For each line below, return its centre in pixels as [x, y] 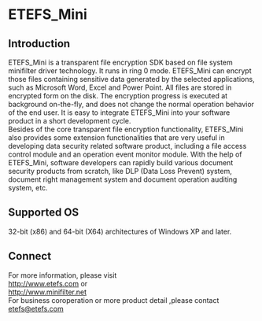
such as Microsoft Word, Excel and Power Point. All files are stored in [120, 87]
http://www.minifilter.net [48, 292]
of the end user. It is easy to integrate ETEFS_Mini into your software [119, 113]
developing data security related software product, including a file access [127, 146]
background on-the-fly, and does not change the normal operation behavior [131, 104]
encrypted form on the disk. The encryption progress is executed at [118, 96]
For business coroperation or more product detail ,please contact [114, 300]
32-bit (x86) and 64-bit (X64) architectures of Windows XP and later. [120, 231]
